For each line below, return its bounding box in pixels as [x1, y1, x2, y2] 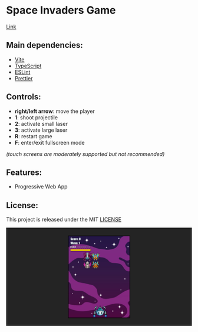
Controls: [6, 92, 41, 102]
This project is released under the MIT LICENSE [6, 216, 122, 223]
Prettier [14, 74, 33, 82]
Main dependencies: [6, 40, 84, 50]
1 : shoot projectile [14, 113, 58, 121]
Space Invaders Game [6, 4, 116, 17]
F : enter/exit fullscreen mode [14, 139, 85, 146]
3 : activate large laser [14, 126, 68, 134]
